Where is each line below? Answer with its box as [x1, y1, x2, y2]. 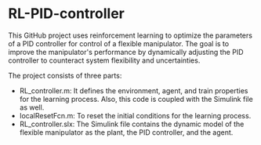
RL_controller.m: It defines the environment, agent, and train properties [19, 85, 248, 95]
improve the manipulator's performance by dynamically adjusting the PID [8, 47, 245, 56]
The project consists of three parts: [8, 71, 122, 80]
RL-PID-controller [8, 5, 125, 23]
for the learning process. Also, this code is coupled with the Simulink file [19, 94, 253, 103]
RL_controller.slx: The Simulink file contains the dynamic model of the [19, 119, 245, 129]
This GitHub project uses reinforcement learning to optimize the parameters [8, 31, 253, 40]
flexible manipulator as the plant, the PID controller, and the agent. [19, 127, 234, 137]
